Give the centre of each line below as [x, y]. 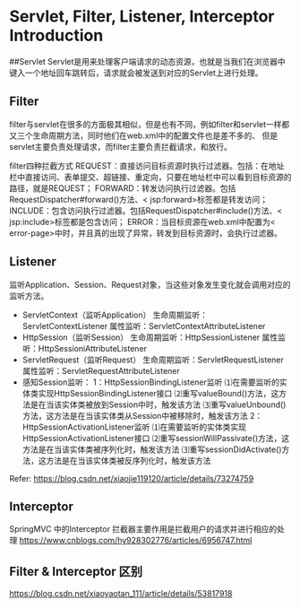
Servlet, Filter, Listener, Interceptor [142, 17]
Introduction [56, 35]
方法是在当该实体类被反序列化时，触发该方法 [129, 460]
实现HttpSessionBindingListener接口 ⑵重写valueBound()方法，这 [159, 393]
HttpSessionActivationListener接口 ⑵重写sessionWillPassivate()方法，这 [156, 438]
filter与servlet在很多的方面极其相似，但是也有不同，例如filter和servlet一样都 [150, 124]
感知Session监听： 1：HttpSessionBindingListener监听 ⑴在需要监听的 [151, 382]
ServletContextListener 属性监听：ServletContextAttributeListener [144, 326]
